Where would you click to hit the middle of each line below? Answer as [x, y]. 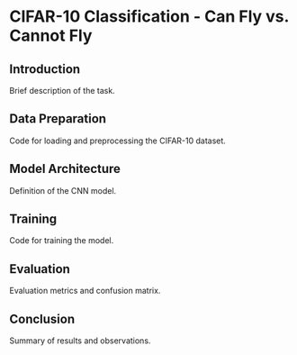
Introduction [45, 69]
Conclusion [42, 319]
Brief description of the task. [62, 91]
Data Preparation [58, 119]
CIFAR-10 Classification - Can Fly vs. [149, 17]
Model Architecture [65, 169]
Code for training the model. [62, 241]
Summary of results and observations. [80, 341]
